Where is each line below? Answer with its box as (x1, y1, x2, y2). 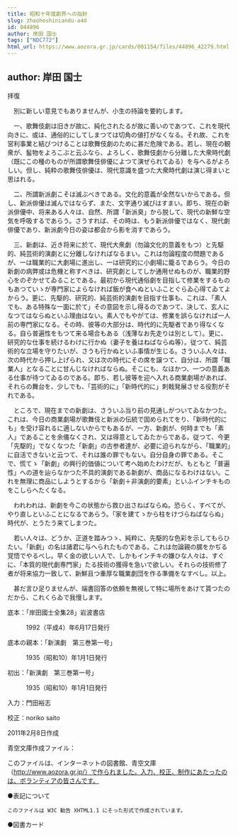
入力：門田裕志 (7, 698, 51, 707)
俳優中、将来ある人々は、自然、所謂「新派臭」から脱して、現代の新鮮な (13, 207, 225, 216)
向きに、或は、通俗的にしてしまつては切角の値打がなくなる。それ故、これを (7, 130, 230, 139)
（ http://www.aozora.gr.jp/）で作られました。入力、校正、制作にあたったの (7, 767, 228, 776)
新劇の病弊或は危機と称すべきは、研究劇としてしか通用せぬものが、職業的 (7, 267, 225, 275)
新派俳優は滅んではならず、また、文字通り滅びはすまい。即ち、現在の (19, 198, 225, 207)
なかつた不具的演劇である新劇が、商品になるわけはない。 (56, 468, 225, 476)
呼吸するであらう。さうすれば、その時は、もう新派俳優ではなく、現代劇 (19, 216, 230, 225)
